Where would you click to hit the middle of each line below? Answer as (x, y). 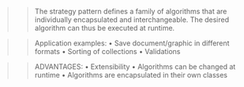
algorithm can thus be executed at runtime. (105, 28)
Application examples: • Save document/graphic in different (132, 43)
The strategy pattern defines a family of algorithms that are (131, 11)
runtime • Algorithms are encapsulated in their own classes (131, 75)
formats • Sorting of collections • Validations (107, 51)
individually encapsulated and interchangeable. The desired (132, 20)
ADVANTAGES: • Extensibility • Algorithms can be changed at (135, 67)
